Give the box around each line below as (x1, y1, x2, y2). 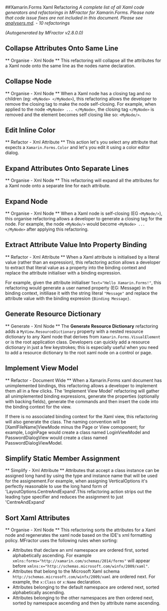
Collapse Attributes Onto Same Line (5, 44, 119, 53)
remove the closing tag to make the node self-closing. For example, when (5, 101, 157, 107)
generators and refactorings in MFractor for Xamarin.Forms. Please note (5, 9, 155, 15)
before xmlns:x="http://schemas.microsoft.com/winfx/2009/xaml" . (12, 563, 150, 569)
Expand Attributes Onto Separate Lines (5, 164, 129, 172)
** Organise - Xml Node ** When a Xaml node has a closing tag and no (5, 90, 151, 96)
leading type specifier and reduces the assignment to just (5, 494, 124, 500)
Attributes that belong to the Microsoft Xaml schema (12, 568, 120, 575)
